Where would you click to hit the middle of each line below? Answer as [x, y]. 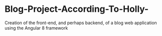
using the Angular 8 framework [36, 28]
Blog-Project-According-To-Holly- [77, 9]
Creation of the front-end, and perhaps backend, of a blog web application [81, 23]
